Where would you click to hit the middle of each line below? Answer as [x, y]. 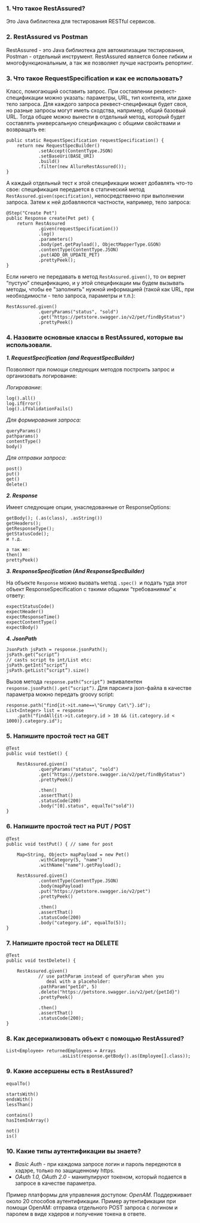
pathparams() [22, 436]
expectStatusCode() [30, 607]
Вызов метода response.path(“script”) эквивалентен [74, 682]
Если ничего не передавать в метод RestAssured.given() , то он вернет [96, 276]
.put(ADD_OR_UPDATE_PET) [69, 255]
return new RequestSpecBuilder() [59, 146]
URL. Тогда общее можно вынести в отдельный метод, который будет [96, 116]
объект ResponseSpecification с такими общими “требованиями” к [91, 589]
